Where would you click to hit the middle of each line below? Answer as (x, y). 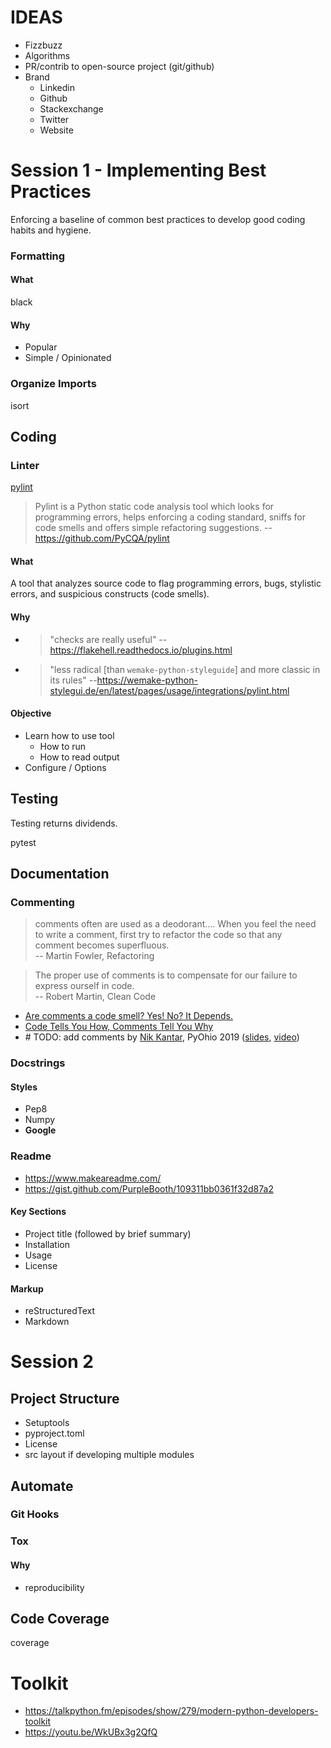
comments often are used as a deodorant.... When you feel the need (175, 924)
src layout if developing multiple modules (109, 1455)
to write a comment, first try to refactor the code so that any (158, 935)
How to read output (79, 757)
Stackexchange (71, 108)
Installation (47, 1244)
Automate (42, 1486)
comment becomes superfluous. (102, 945)
